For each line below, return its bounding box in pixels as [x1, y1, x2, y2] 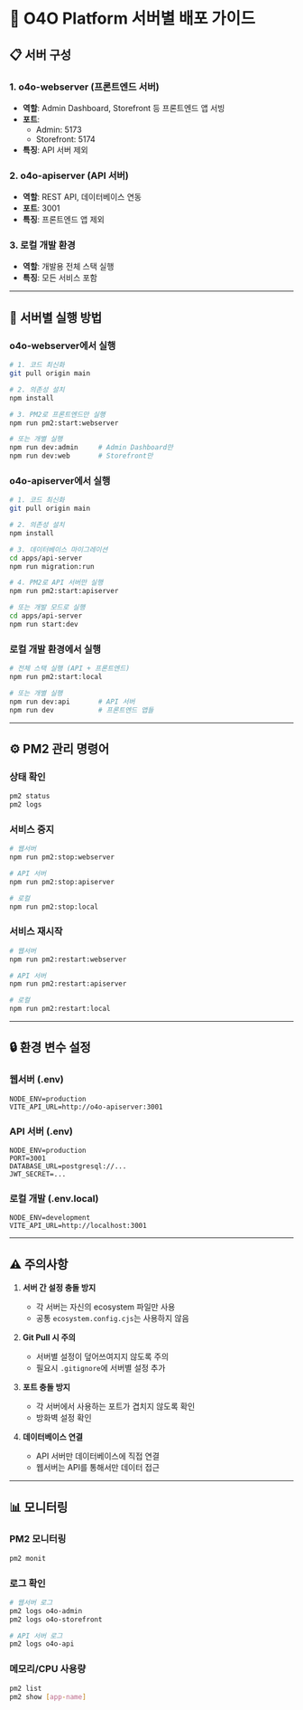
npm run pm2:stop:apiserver [9, 877, 115, 886]
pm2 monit [9, 1554, 47, 1563]
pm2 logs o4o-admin [9, 1606, 83, 1615]
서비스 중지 [9, 823, 55, 836]
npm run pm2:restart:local [9, 1005, 111, 1014]
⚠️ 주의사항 [9, 1256, 69, 1271]
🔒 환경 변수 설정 [9, 1040, 92, 1055]
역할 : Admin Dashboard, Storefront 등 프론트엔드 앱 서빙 [22, 102, 225, 113]
